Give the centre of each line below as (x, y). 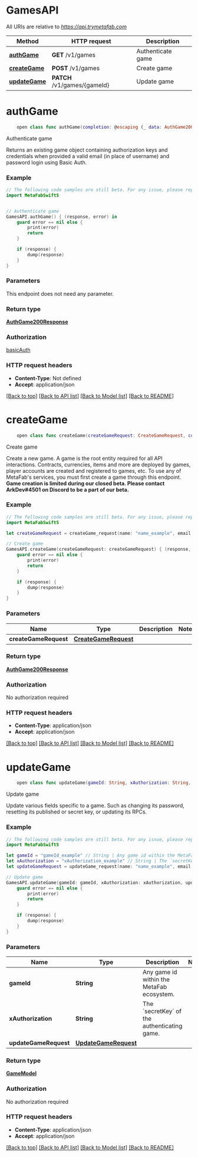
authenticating (162, 1026)
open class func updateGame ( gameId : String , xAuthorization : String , (104, 783)
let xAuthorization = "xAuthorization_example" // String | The (87, 861)
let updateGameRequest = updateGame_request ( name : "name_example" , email (99, 867)
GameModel (22, 1073)
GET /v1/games (74, 55)
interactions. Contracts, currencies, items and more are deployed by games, (98, 465)
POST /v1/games (76, 68)
